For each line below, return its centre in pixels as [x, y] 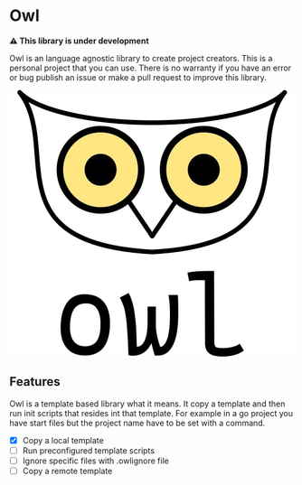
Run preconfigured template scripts [89, 450]
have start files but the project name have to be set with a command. [137, 423]
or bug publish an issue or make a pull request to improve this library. [138, 77]
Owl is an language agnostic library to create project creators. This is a [141, 58]
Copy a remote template [67, 471]
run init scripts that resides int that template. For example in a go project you [151, 413]
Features [35, 382]
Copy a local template [63, 440]
